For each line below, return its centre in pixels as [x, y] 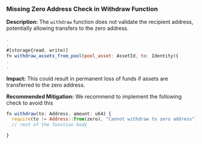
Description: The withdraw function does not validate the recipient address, [100, 22]
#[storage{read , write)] [37, 50]
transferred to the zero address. [46, 85]
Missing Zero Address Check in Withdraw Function [82, 9]
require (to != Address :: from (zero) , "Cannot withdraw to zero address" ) [105, 119]
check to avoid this [30, 103]
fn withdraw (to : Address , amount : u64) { [59, 114]
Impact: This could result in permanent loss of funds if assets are [87, 78]
